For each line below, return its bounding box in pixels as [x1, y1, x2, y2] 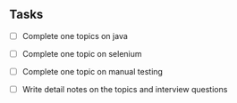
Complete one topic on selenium [21, 48, 142, 59]
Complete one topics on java [21, 30, 128, 41]
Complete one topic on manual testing [21, 66, 164, 76]
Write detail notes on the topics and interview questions [21, 84, 228, 94]
